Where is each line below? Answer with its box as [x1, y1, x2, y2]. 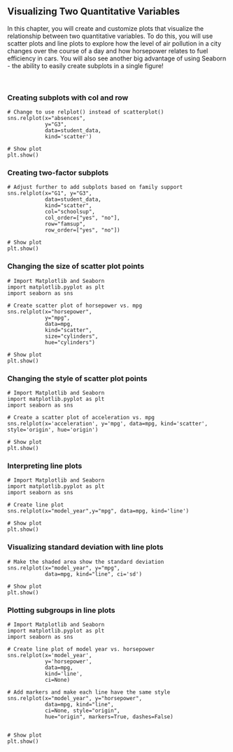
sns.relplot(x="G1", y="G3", [7, 190, 92, 197]
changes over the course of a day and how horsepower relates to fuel [7, 46, 209, 55]
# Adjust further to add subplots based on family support [7, 184, 183, 191]
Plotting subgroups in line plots [7, 605, 115, 615]
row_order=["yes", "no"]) [44, 227, 120, 234]
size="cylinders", [44, 333, 99, 340]
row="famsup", [44, 220, 86, 227]
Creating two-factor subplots [7, 168, 109, 178]
